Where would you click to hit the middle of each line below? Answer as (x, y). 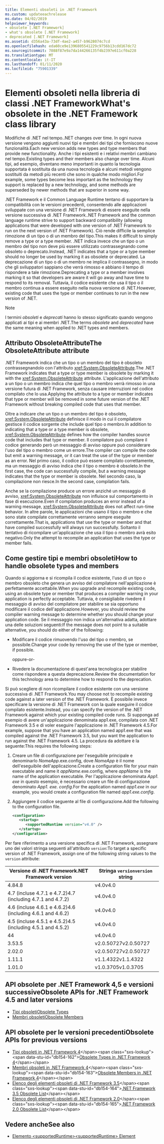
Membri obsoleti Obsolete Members (48, 1017)
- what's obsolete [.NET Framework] (42, 32)
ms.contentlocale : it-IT (30, 60)
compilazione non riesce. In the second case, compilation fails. (68, 481)
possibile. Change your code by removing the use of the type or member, (85, 644)
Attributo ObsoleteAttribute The (53, 343)
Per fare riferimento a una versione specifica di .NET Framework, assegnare (81, 843)
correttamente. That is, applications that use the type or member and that (78, 522)
